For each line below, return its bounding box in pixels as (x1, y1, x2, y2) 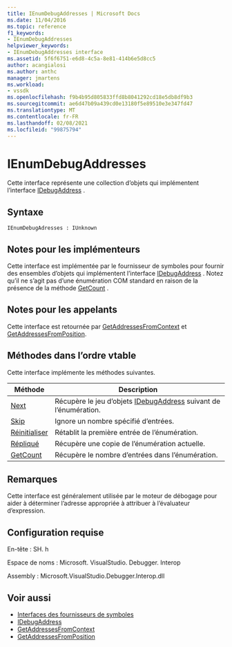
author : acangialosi (7, 62, 67, 69)
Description (118, 384, 158, 394)
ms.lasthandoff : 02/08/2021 (7, 119, 88, 127)
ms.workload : (7, 81, 45, 88)
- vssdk (7, 87, 30, 94)
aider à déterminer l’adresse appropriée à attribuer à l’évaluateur (7, 499, 190, 508)
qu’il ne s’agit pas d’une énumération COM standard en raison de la (7, 276, 198, 285)
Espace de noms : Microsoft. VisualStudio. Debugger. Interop (7, 558, 181, 567)
